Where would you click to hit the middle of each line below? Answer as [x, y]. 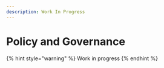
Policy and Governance [66, 41]
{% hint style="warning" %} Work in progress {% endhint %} [82, 58]
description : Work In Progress [46, 12]
